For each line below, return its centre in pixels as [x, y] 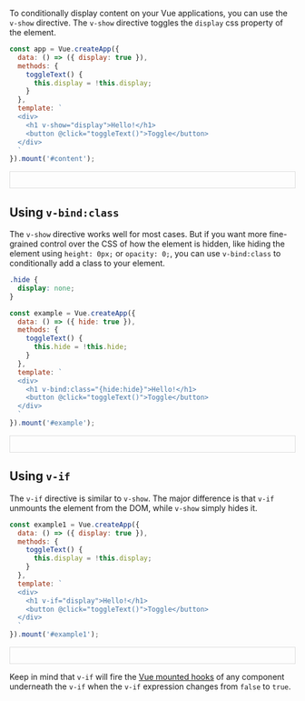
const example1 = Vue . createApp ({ [75, 525]
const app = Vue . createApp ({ [64, 49]
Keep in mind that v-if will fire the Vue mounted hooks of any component [147, 677]
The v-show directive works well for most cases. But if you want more [138, 235]
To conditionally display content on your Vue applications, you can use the [148, 13]
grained [24, 244]
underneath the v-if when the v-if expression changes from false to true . [150, 686]
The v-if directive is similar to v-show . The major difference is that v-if [142, 498]
